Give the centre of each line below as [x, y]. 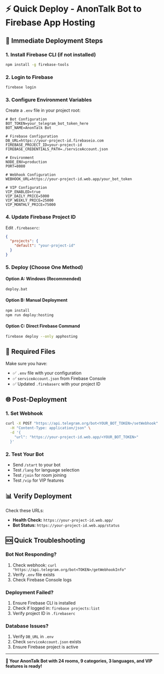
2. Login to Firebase [29, 77]
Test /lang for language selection [46, 470]
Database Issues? [27, 626]
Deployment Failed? [30, 592]
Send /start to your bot [36, 465]
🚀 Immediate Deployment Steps [54, 41]
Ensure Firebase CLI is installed [44, 603]
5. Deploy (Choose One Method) [44, 267]
